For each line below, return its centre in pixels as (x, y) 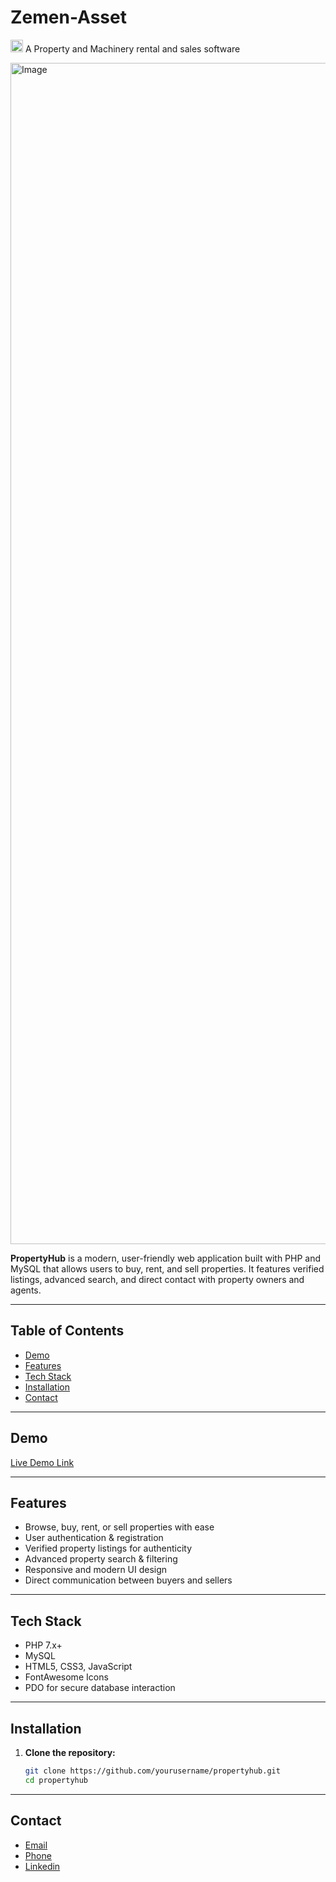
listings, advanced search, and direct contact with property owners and (157, 1279)
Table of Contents (67, 1331)
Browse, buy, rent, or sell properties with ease (119, 1527)
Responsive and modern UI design (96, 1570)
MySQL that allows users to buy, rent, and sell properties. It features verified (167, 1268)
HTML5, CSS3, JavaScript (78, 1667)
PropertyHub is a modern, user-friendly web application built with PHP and (166, 1258)
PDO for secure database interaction (100, 1688)
